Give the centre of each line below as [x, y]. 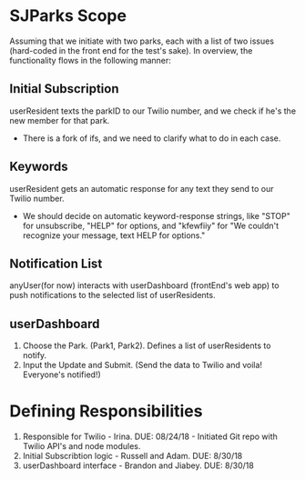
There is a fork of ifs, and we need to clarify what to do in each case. [152, 138]
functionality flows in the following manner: [90, 60]
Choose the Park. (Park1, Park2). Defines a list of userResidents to [147, 345]
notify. [35, 355]
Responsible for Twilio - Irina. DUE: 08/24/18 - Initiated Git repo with [150, 436]
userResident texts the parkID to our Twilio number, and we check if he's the [153, 111]
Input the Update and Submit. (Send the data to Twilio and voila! [142, 365]
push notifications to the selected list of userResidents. [112, 295]
